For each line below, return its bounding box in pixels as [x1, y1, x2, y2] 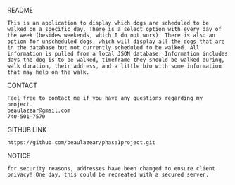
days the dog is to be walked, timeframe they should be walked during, [7, 56, 225, 63]
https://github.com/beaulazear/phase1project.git [7, 139, 156, 146]
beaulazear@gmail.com [7, 107, 71, 114]
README [7, 6, 34, 14]
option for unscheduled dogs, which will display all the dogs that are [7, 38, 225, 45]
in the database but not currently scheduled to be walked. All [7, 44, 200, 51]
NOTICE [7, 151, 31, 160]
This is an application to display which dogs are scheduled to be [7, 20, 210, 27]
